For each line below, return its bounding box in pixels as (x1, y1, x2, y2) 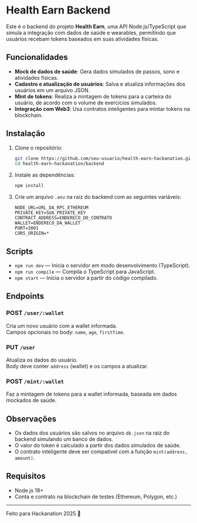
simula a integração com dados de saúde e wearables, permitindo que (6, 29, 176, 36)
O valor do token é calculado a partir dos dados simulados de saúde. (14, 442, 181, 449)
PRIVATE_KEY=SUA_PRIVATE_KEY (14, 210, 86, 216)
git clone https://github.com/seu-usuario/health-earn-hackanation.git (14, 155, 193, 161)
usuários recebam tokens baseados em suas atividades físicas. (6, 35, 159, 42)
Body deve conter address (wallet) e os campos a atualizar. (6, 362, 148, 369)
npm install (14, 183, 44, 189)
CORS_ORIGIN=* (14, 230, 49, 236)
